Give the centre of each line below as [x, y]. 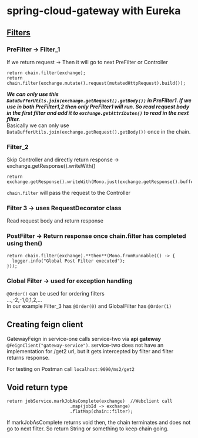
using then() [25, 244]
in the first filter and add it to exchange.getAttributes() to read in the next [98, 112]
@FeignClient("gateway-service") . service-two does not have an [85, 345]
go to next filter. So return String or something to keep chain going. [88, 429]
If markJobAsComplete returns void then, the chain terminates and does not [99, 422]
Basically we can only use [38, 125]
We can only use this [33, 94]
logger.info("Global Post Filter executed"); [69, 261]
